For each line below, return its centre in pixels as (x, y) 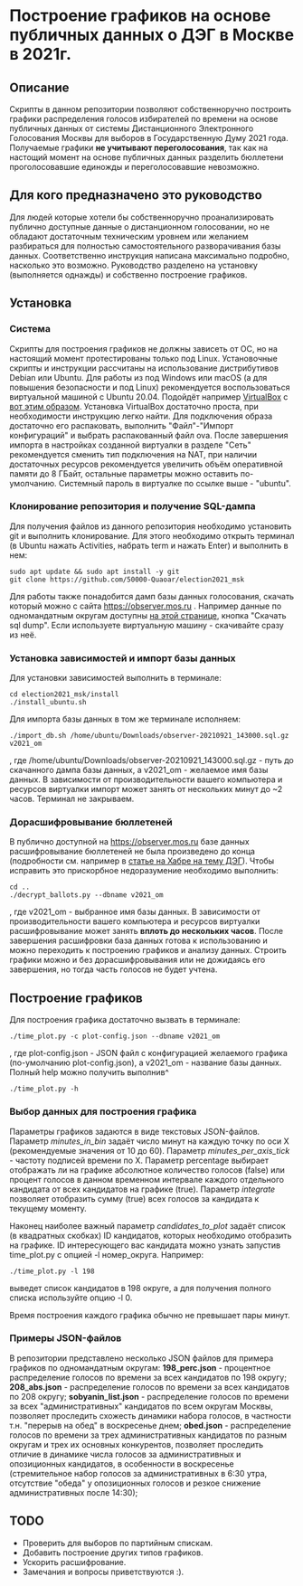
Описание (39, 87)
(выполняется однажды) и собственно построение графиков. (128, 274)
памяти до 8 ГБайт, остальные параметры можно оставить (124, 473)
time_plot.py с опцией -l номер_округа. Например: (107, 1254)
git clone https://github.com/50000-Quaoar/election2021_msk (127, 580)
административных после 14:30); (74, 1492)
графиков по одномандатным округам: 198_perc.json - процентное (140, 1367)
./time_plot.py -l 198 (52, 1271)
